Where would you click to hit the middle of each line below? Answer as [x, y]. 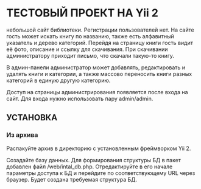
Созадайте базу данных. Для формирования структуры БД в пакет [94, 160]
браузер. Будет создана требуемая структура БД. [72, 179]
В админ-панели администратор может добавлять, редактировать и [96, 67]
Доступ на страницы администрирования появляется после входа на [97, 92]
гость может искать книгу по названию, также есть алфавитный [90, 36]
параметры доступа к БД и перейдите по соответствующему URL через [101, 173]
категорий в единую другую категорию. [58, 80]
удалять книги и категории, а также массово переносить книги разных [99, 74]
